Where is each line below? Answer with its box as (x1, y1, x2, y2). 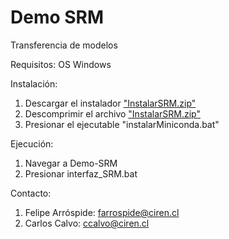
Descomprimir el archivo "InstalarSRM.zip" (24, 107, 201, 120)
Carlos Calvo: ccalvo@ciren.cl (24, 217, 150, 229)
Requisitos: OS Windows (10, 58, 112, 70)
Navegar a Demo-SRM (24, 157, 118, 169)
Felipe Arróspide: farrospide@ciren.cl (24, 206, 180, 218)
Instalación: (10, 77, 58, 90)
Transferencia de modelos (10, 39, 118, 51)
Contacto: (10, 187, 52, 199)
